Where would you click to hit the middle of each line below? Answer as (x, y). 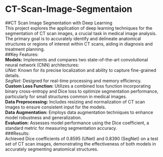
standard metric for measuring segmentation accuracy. (61, 128)
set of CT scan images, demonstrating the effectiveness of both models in (81, 144)
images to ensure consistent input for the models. (56, 107)
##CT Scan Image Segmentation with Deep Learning (59, 23)
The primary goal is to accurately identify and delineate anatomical (73, 39)
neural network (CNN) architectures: (42, 65)
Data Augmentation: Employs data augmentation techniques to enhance (79, 112)
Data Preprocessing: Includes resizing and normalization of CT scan (75, 102)
